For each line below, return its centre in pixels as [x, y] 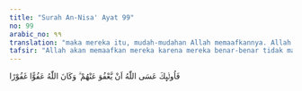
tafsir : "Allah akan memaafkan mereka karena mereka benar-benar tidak [146, 51]
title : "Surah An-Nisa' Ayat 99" [72, 17]
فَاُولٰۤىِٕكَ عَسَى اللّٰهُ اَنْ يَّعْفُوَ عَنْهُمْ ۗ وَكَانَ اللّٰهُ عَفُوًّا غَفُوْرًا [95, 76]
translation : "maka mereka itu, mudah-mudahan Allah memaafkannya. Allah [151, 42]
